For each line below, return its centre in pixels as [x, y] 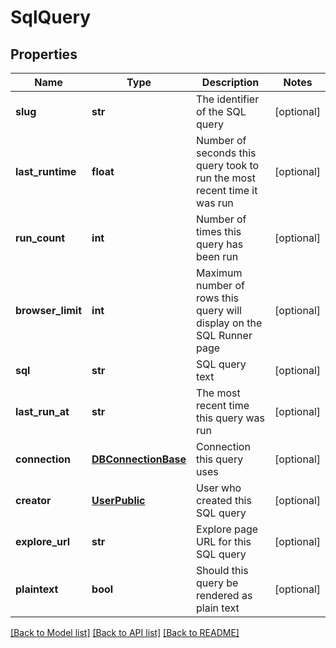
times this [219, 231]
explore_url [43, 541]
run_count [40, 238]
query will [219, 310]
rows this [217, 298]
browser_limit [49, 310]
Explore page [227, 529]
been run [217, 256]
